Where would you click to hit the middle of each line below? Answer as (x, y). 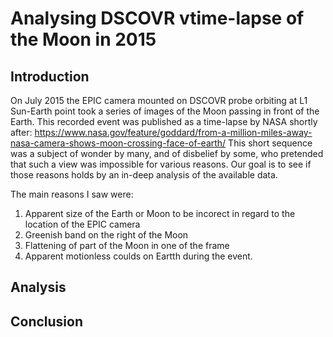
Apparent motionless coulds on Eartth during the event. (138, 256)
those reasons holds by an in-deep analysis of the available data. (144, 175)
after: (21, 132)
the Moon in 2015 (83, 39)
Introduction (50, 76)
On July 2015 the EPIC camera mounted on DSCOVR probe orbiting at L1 (159, 100)
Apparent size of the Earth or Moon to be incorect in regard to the (160, 213)
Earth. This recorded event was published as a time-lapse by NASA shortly (164, 121)
